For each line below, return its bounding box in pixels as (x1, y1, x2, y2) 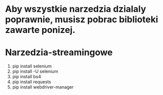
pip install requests (12, 79, 51, 85)
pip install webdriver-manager (12, 84, 74, 90)
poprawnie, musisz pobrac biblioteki (5, 14, 159, 25)
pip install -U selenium (12, 68, 58, 74)
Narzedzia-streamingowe (5, 47, 113, 58)
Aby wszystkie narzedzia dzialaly (5, 3, 146, 15)
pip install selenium (12, 63, 52, 69)
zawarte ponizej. (5, 25, 76, 35)
